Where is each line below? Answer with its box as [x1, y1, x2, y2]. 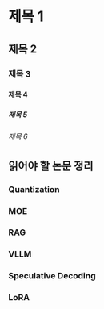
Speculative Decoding [8, 270, 96, 282]
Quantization [8, 183, 60, 194]
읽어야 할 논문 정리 [8, 159, 94, 173]
